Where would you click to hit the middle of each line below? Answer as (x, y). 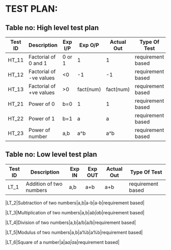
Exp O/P (89, 45)
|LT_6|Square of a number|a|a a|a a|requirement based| (62, 242)
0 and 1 (38, 63)
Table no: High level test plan (52, 28)
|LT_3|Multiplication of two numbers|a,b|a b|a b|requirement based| (75, 212)
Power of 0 (42, 104)
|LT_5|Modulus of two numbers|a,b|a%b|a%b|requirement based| (74, 232)
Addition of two (44, 184)
